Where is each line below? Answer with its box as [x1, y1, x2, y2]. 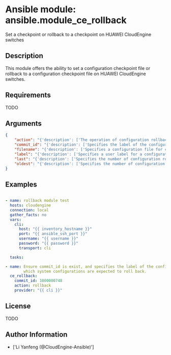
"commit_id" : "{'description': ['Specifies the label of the [14, 142, 147, 148]
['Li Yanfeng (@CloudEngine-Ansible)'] [12, 344, 94, 350]
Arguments [5, 119, 42, 128]
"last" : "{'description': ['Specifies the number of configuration [14, 156, 160, 161]
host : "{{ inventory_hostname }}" [18, 226, 93, 232]
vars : [10, 217, 22, 222]
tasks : [10, 254, 24, 260]
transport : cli [18, 245, 51, 251]
